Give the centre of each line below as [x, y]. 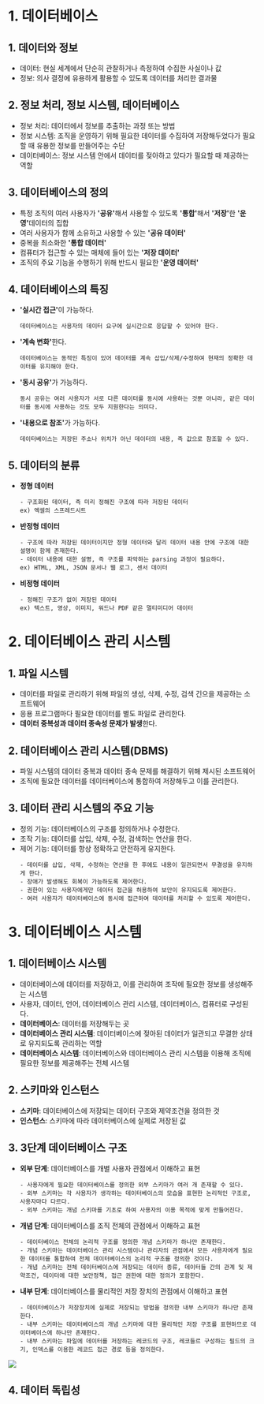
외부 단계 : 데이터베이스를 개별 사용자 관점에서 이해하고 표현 [110, 1168]
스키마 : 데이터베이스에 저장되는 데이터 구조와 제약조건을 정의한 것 [119, 1111]
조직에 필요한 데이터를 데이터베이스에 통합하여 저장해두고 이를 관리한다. [129, 781]
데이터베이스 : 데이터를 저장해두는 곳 [74, 1023]
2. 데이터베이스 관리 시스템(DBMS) [89, 751]
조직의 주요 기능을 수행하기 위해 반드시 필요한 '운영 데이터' [109, 262]
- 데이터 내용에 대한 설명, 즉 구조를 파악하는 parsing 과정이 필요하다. [123, 560]
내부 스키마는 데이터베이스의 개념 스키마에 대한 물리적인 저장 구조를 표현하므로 [138, 1324]
